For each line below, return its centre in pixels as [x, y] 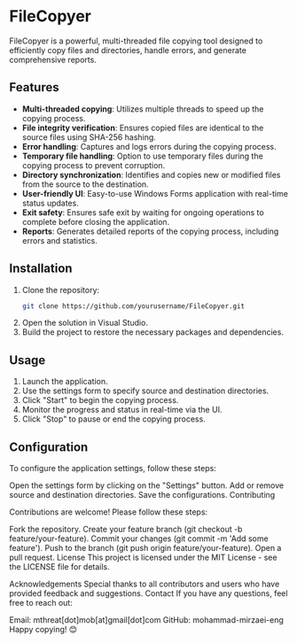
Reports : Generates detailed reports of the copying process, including [150, 231]
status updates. [51, 203]
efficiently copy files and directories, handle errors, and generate [128, 50]
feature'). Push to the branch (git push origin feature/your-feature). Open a [145, 548]
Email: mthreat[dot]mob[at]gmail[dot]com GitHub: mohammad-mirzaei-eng [146, 620]
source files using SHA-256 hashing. [89, 137]
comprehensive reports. [53, 59]
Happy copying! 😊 [43, 630]
